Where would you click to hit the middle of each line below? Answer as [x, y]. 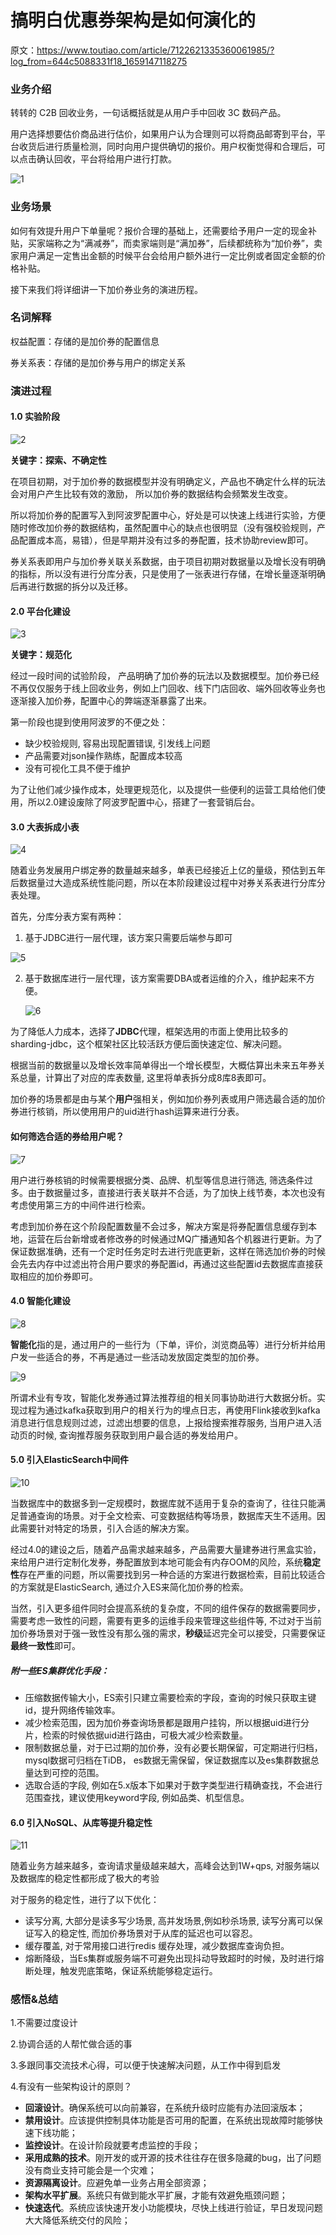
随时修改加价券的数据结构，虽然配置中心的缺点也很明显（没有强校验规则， [163, 527]
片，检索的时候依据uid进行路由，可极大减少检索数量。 [136, 1735]
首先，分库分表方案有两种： [67, 917]
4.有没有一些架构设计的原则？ [71, 2087]
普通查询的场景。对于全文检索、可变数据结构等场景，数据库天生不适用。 [167, 1515]
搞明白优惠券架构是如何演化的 [133, 20]
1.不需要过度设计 [44, 2023]
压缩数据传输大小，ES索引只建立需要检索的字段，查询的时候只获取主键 [170, 1697]
